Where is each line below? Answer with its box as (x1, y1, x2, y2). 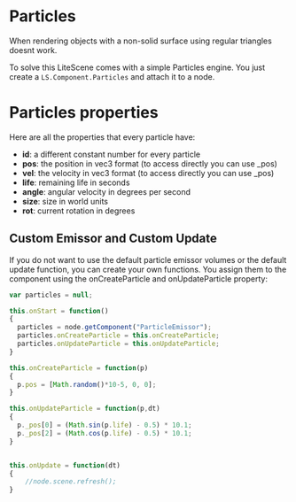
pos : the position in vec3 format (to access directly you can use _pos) (21, 158, 277, 169)
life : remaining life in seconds (21, 177, 130, 188)
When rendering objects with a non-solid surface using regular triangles (9, 35, 272, 46)
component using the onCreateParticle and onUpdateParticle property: (9, 273, 269, 284)
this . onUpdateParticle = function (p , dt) (9, 405, 161, 413)
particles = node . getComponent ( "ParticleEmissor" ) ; (17, 323, 213, 332)
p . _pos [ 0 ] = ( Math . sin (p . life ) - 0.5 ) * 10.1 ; (17, 421, 192, 430)
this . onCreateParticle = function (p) (9, 363, 149, 373)
